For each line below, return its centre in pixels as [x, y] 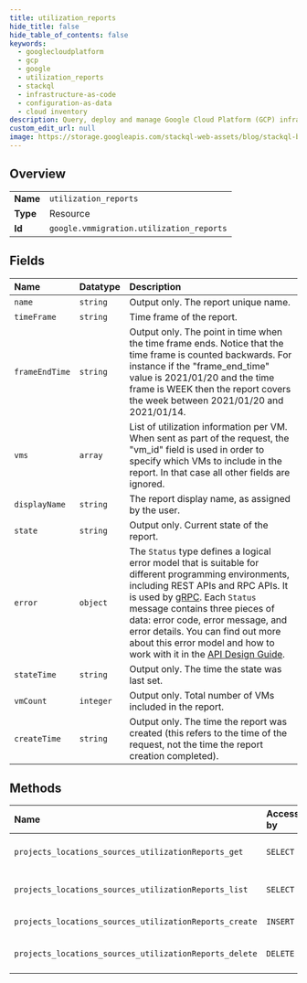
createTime [37, 738]
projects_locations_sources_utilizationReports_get [129, 852]
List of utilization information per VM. [208, 426]
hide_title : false [44, 27]
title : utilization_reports [63, 18]
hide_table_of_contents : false [69, 35]
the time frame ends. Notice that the [206, 343]
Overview [38, 174]
